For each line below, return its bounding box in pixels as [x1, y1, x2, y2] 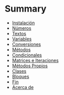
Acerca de [12, 84, 34, 90]
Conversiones [12, 41, 41, 47]
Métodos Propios [12, 63, 48, 69]
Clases [12, 68, 27, 74]
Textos [12, 30, 26, 36]
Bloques [12, 73, 30, 79]
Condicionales [12, 52, 42, 58]
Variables [12, 36, 32, 42]
